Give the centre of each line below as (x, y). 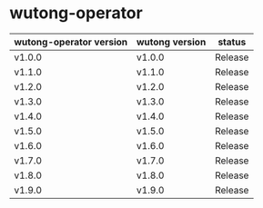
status (232, 42)
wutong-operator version (71, 42)
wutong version (171, 42)
